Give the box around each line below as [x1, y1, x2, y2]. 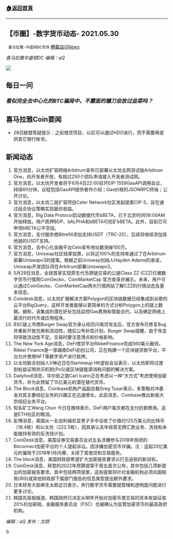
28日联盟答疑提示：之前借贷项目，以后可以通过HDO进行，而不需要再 [13, 129, 160, 136]
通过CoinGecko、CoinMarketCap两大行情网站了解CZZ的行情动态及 [17, 283, 160, 289]
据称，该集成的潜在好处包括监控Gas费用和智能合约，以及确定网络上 [22, 308, 166, 314]
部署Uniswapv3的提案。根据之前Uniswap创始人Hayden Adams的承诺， [13, 257, 165, 263]
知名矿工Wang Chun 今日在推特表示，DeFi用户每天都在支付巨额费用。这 [13, 405, 166, 411]
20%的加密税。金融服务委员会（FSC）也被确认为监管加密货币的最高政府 [13, 501, 167, 507]
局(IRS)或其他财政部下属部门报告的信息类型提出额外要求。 [13, 475, 137, 481]
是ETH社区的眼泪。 [13, 411, 54, 417]
